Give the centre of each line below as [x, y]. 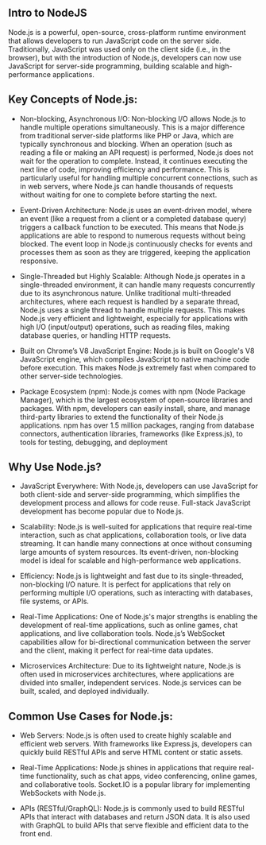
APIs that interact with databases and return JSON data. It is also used [135, 817]
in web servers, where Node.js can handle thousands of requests [126, 186]
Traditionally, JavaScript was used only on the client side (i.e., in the [120, 49]
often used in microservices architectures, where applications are [127, 674]
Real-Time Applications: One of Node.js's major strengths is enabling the [139, 617]
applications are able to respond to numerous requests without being [133, 235]
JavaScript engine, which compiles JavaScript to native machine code [135, 359]
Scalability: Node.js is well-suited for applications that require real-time [136, 527]
